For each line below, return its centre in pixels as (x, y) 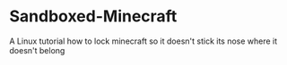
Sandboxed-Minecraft (93, 16)
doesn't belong (37, 50)
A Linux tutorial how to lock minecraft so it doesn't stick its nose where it (143, 41)
